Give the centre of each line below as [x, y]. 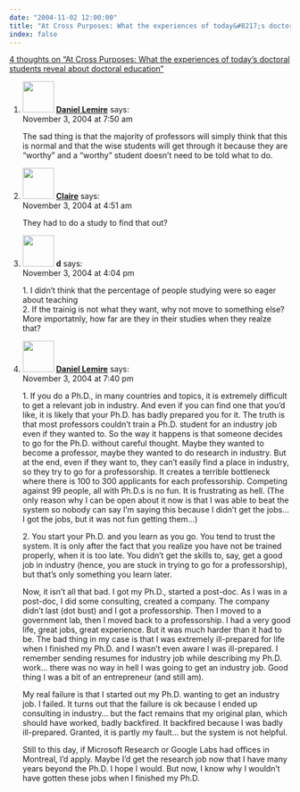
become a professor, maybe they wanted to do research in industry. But [154, 453]
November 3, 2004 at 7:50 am [77, 119]
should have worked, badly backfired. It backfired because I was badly [153, 723]
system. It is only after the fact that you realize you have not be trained [152, 546]
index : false [33, 34]
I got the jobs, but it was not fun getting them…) [110, 520]
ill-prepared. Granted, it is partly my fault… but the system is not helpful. [155, 732]
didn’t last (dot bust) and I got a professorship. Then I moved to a [142, 611]
